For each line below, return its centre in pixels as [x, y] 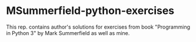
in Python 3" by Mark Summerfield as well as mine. [68, 33]
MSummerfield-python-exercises [90, 11]
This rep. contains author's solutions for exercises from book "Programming [98, 27]
